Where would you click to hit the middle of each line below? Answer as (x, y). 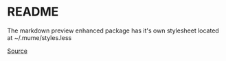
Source (17, 51)
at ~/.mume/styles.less (39, 37)
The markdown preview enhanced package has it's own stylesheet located (113, 30)
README (33, 12)
